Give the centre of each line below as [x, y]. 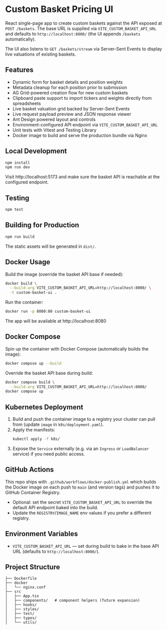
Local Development [36, 151]
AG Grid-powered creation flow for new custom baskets [70, 93]
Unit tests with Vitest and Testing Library [54, 130]
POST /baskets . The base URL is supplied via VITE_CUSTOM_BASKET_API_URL [81, 28]
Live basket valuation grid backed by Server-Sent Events [71, 108]
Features [19, 70]
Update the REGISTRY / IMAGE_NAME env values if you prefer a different [82, 513]
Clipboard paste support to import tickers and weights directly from [82, 98]
